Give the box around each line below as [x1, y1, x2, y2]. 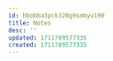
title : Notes [8, 19, 52, 27]
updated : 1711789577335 [8, 33, 88, 42]
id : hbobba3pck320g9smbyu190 [8, 11, 105, 20]
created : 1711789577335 [8, 41, 88, 49]
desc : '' [8, 26, 37, 34]
